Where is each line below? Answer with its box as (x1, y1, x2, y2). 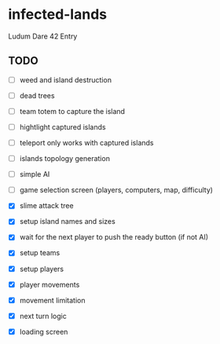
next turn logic (19, 311, 67, 320)
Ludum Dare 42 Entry (8, 31, 78, 41)
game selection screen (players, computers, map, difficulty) (19, 185, 214, 195)
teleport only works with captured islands (19, 138, 154, 147)
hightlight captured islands (19, 122, 106, 131)
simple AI (19, 170, 50, 179)
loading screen (19, 327, 68, 336)
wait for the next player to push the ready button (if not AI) (19, 232, 209, 242)
